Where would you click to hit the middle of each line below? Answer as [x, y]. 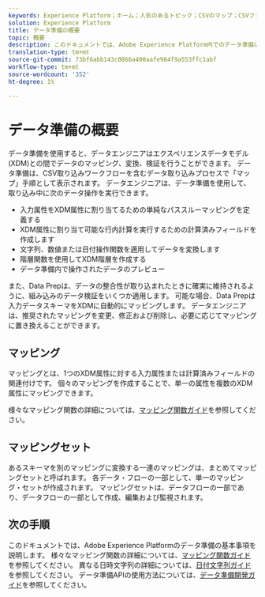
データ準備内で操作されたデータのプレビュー [92, 269]
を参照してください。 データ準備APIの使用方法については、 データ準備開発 [128, 575]
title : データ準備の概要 [44, 30]
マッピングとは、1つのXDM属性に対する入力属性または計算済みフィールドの [131, 373]
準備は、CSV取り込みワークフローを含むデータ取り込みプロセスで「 [125, 173]
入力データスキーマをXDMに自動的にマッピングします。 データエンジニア [127, 306]
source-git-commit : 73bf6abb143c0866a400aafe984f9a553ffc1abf [112, 60]
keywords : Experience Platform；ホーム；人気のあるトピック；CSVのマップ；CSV [129, 15]
